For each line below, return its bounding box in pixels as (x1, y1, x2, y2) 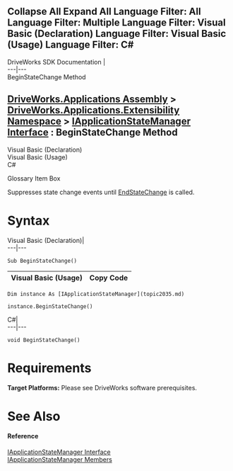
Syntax (7, 212, 50, 229)
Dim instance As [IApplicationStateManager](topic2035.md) (7, 290, 185, 297)
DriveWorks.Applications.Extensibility (7, 104, 180, 116)
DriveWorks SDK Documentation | (7, 57, 106, 66)
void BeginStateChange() (7, 336, 80, 344)
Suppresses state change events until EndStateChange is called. (7, 188, 195, 196)
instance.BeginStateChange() (7, 302, 93, 310)
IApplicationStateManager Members (7, 455, 113, 463)
